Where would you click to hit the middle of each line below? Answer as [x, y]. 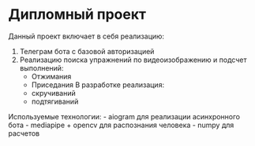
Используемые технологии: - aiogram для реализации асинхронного [124, 116]
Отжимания [51, 76]
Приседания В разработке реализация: [97, 85]
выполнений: [41, 68]
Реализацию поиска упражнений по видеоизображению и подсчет [133, 60]
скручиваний [54, 93]
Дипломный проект [77, 15]
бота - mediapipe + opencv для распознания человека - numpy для [121, 125]
